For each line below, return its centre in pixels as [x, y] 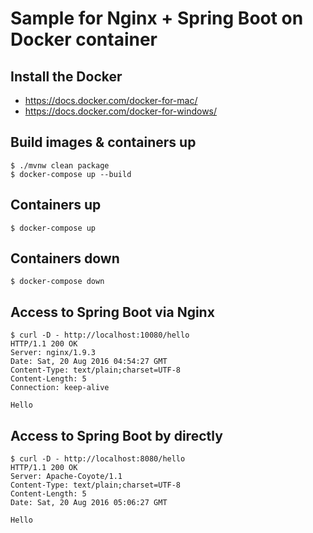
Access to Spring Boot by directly [116, 435]
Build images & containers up [103, 142]
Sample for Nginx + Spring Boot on [157, 18]
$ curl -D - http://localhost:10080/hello [100, 335]
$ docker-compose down [57, 282]
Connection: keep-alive [60, 388]
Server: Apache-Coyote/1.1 [66, 477]
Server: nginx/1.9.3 [53, 353]
